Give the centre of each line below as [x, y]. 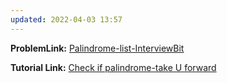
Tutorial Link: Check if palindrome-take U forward [113, 67]
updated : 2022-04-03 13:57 [66, 19]
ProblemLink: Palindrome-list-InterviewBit [97, 48]
